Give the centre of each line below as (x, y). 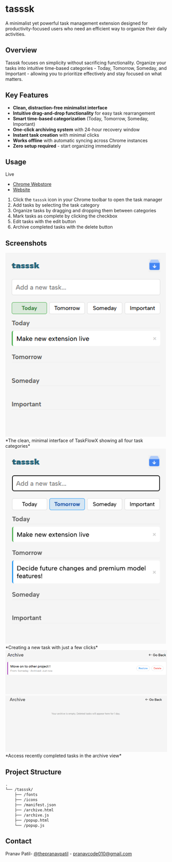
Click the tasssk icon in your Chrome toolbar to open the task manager (88, 200)
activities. (15, 34)
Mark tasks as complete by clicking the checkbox (65, 216)
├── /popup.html (32, 820)
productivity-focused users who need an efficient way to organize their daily (86, 28)
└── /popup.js (30, 826)
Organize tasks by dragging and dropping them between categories (84, 211)
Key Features (27, 95)
